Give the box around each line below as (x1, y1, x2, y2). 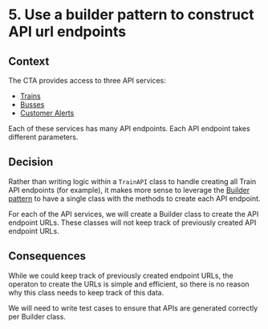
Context (8, 54, 50, 68)
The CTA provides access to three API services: (8, 76, 166, 85)
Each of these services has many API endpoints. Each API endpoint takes (8, 124, 250, 133)
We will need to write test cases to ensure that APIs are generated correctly (8, 303, 258, 313)
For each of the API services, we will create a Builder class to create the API (8, 209, 259, 219)
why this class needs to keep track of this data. (8, 287, 164, 297)
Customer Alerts (19, 108, 75, 118)
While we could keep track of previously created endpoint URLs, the (8, 271, 234, 280)
